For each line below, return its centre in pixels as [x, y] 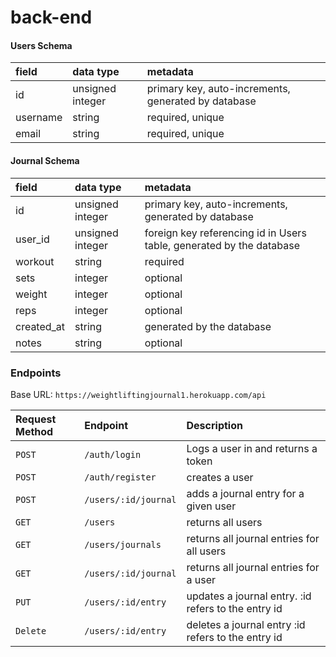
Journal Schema [45, 160]
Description [214, 425]
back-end [51, 17]
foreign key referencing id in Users [225, 233]
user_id [32, 239]
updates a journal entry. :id [249, 596]
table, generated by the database [222, 245]
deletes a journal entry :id [246, 624]
